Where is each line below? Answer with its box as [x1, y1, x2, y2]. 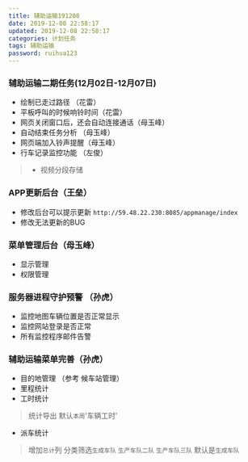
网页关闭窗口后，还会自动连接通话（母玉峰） [19, 118, 170, 128]
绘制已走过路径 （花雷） [19, 98, 101, 107]
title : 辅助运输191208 [8, 11, 80, 20]
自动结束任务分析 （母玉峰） [19, 128, 115, 137]
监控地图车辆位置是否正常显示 [19, 312, 120, 321]
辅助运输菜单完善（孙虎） [8, 354, 108, 365]
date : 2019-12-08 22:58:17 [8, 19, 99, 27]
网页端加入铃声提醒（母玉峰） [19, 138, 120, 148]
